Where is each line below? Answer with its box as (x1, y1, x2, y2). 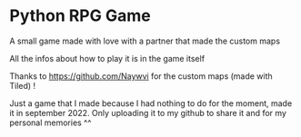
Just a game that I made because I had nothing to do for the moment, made (9, 97, 293, 109)
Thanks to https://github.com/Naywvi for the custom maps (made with (9, 70, 273, 82)
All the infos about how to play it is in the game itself (9, 53, 206, 64)
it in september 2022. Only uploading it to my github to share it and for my (9, 107, 286, 118)
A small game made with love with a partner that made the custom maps (9, 35, 280, 46)
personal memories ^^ (9, 117, 92, 128)
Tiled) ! (9, 80, 36, 91)
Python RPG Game (9, 5, 152, 26)
